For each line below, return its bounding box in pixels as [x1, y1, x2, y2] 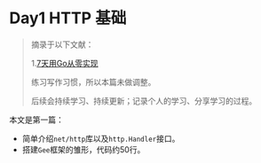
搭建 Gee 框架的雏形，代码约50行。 [21, 144, 146, 155]
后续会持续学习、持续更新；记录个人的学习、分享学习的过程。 [30, 95, 257, 106]
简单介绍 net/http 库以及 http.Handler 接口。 [21, 133, 180, 144]
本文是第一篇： [9, 114, 64, 125]
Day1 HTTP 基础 [9, 8, 127, 28]
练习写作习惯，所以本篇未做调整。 [30, 76, 156, 87]
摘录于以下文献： [30, 39, 94, 50]
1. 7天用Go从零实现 [30, 58, 99, 68]
